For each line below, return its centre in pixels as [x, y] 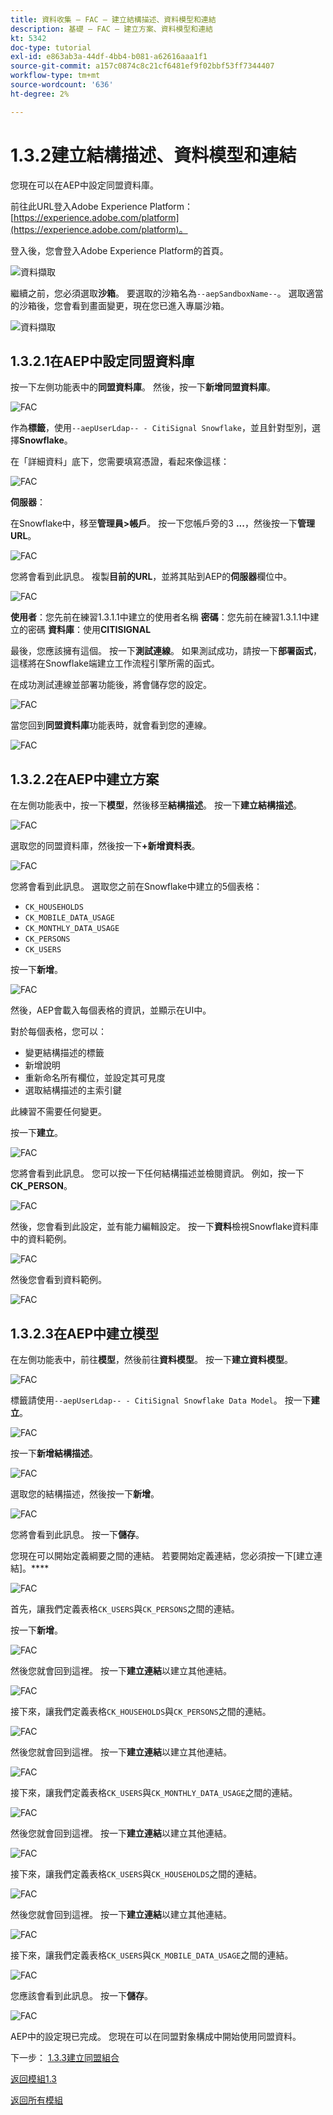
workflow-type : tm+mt [55, 76]
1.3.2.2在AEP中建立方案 [85, 779]
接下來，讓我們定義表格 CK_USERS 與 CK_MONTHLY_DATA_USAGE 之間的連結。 [154, 1792]
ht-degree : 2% [40, 94]
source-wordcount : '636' [62, 85]
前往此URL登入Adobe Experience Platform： [102, 206]
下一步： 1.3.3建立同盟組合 [65, 2057]
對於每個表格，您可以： [58, 1032]
